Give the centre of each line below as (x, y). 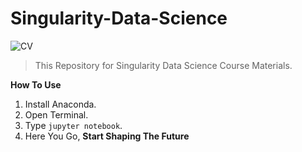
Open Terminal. (56, 114)
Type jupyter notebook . (73, 125)
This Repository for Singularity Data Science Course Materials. (163, 65)
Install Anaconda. (60, 104)
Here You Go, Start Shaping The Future (107, 136)
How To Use (36, 84)
